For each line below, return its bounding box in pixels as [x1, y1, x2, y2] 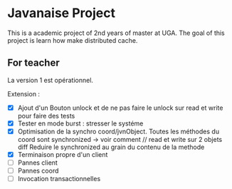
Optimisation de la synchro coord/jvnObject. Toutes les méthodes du [17, 127, 219, 136]
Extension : [7, 89, 41, 98]
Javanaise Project [7, 5, 116, 21]
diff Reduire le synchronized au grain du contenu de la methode [17, 143, 205, 151]
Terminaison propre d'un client [17, 150, 108, 158]
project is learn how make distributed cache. [7, 36, 138, 44]
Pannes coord [17, 166, 59, 175]
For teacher [7, 57, 60, 69]
